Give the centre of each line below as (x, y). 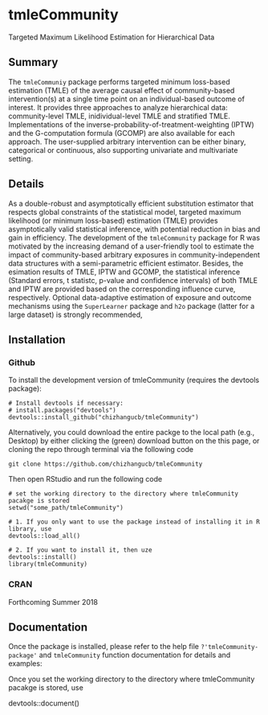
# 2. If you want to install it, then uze (80, 550)
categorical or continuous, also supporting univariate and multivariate (123, 150)
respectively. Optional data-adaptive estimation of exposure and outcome (130, 297)
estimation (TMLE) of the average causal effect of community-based (122, 90)
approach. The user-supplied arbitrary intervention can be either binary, (127, 142)
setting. (21, 158)
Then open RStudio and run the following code (85, 479)
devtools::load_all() (45, 536)
